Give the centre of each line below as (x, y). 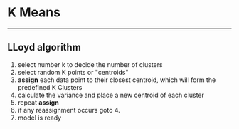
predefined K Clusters (50, 87)
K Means (34, 12)
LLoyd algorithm (44, 47)
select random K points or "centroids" (73, 72)
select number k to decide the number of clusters (90, 64)
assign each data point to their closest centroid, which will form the (117, 80)
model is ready (39, 118)
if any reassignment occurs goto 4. (69, 110)
